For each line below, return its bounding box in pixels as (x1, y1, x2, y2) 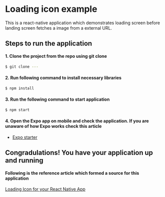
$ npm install (5, 85, 35, 91)
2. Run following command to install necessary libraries (5, 75, 122, 80)
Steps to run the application (5, 39, 92, 48)
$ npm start (5, 107, 30, 112)
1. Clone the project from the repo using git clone (5, 53, 107, 59)
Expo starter (12, 134, 38, 140)
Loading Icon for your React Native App (5, 186, 85, 192)
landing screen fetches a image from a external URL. (5, 25, 112, 31)
